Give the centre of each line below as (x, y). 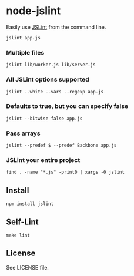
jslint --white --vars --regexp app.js (55, 92)
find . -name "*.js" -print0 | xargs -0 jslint (66, 172)
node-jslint (33, 11)
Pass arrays (24, 133)
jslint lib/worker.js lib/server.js (51, 65)
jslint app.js (24, 38)
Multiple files (25, 52)
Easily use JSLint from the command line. (56, 27)
